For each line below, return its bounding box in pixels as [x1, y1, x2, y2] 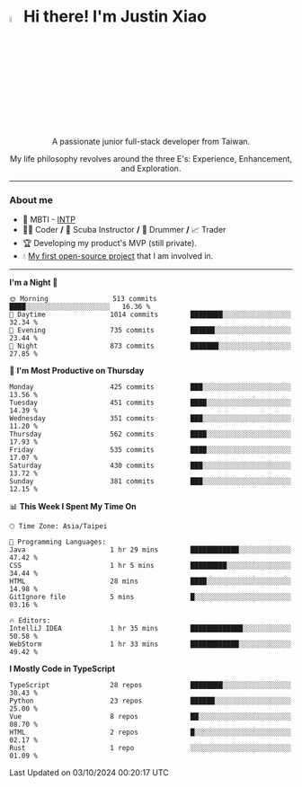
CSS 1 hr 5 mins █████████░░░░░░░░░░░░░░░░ [9, 562, 292, 570]
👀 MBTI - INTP [22, 214, 76, 225]
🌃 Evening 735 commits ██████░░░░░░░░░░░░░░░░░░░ [9, 326, 292, 335]
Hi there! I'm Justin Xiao [23, 6, 207, 27]
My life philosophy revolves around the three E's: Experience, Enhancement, [9, 154, 293, 164]
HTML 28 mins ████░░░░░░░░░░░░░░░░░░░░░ [9, 577, 292, 586]
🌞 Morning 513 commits [9, 295, 157, 304]
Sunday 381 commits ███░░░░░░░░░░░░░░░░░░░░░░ [9, 477, 292, 486]
